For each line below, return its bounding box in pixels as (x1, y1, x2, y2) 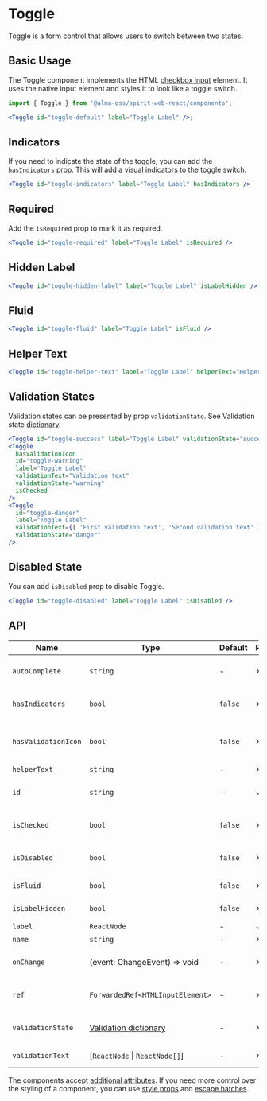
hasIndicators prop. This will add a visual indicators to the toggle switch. (8, 165, 247, 175)
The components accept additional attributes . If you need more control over (8, 1076, 257, 1085)
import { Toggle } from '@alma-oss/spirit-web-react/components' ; (8, 99, 233, 107)
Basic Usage (8, 54, 72, 68)
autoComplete (12, 667, 62, 676)
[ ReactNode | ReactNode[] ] (89, 1050, 184, 1061)
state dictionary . (8, 419, 61, 429)
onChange (12, 958, 45, 967)
